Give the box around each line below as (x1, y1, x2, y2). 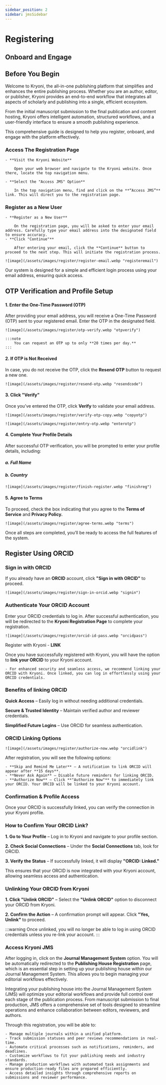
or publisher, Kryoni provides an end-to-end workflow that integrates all (5, 93, 152, 99)
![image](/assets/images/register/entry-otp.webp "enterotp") (5, 421, 136, 426)
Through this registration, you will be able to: (5, 1022, 97, 1028)
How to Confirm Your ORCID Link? (5, 822, 88, 829)
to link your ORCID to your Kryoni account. (5, 656, 93, 663)
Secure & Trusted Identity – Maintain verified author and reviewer (5, 707, 140, 713)
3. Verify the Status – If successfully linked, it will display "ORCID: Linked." (5, 858, 160, 864)
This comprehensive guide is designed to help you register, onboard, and (5, 129, 155, 135)
